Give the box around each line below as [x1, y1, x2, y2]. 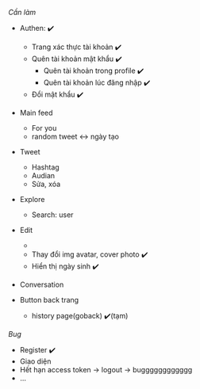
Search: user [31, 210, 74, 219]
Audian [31, 171, 56, 180]
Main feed [19, 108, 53, 117]
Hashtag [31, 162, 60, 172]
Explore [19, 195, 45, 204]
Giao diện [19, 357, 52, 366]
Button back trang [19, 296, 79, 304]
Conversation [19, 280, 64, 289]
